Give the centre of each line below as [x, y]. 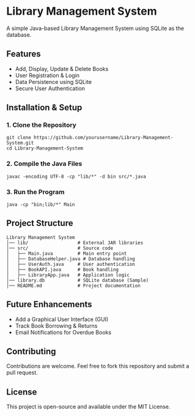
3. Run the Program [35, 192]
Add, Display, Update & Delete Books [62, 69]
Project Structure [40, 223]
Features [24, 54]
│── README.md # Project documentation [73, 286]
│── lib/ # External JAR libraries [75, 243]
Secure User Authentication [50, 88]
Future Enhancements [50, 304]
